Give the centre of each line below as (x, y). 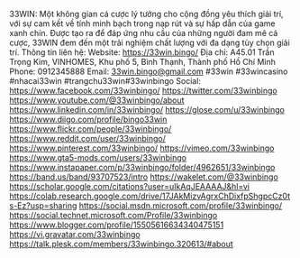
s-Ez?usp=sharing (43, 206)
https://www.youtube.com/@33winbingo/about (97, 100)
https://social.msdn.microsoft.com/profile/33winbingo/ (181, 206)
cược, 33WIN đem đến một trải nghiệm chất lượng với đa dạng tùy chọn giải (150, 42)
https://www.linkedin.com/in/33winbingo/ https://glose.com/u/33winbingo (147, 110)
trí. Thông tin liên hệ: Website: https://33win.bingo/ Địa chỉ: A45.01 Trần (142, 52)
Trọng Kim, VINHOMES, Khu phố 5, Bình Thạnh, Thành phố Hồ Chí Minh (143, 62)
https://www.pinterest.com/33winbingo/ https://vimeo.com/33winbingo (142, 148)
